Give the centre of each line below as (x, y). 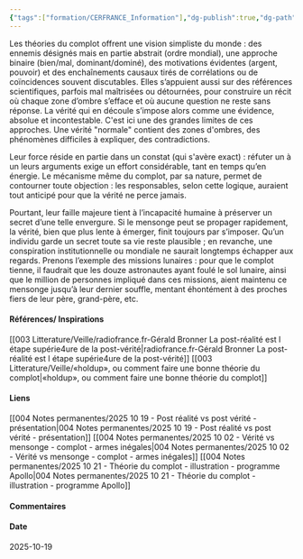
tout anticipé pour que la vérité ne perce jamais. (98, 195)
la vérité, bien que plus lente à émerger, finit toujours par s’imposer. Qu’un (147, 232)
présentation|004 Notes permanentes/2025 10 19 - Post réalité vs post (141, 428)
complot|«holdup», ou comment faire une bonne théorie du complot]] (138, 377)
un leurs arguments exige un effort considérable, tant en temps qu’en (138, 166)
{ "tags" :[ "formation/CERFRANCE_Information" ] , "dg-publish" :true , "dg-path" (153, 18)
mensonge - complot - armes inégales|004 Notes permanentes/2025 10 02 (150, 447)
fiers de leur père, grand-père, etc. (74, 298)
